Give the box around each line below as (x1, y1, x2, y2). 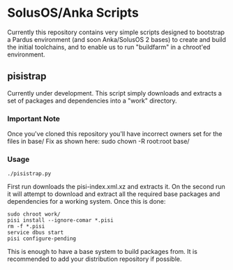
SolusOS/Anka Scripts (7, 5, 140, 21)
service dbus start (7, 229, 64, 237)
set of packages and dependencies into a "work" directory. (7, 96, 177, 105)
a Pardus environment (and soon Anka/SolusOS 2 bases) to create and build (7, 35, 227, 43)
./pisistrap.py (7, 170, 52, 177)
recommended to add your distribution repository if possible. (7, 255, 183, 263)
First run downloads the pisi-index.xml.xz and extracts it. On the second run (7, 183, 225, 191)
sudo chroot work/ (7, 211, 61, 218)
